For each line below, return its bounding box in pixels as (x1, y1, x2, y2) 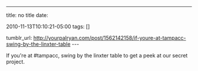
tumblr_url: (6, 35, 32, 41)
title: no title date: (6, 12, 48, 18)
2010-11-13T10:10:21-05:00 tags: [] (6, 23, 90, 30)
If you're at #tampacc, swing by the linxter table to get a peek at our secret (6, 52, 188, 59)
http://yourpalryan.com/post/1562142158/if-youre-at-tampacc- (33, 35, 186, 41)
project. (6, 58, 25, 65)
